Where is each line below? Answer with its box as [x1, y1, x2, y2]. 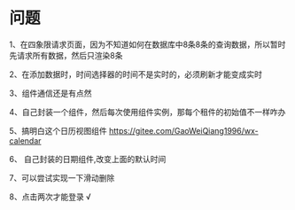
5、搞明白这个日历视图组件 [9, 125, 108, 136]
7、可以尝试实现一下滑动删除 [9, 172, 115, 183]
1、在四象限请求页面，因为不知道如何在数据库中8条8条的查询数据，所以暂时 [9, 39, 286, 50]
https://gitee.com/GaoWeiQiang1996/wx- [109, 125, 259, 136]
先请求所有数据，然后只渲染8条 [9, 50, 123, 60]
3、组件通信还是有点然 [9, 88, 92, 98]
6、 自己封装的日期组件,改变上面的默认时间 [9, 153, 167, 164]
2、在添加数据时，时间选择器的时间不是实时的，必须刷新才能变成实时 [9, 68, 263, 80]
